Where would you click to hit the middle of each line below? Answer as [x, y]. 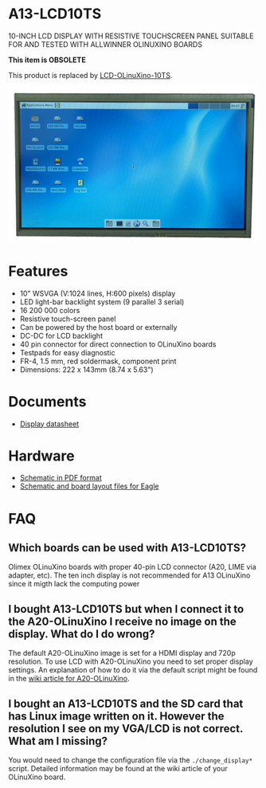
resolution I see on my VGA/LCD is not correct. [126, 729]
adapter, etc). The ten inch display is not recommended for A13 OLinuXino [129, 575]
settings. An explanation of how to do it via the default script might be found [133, 670]
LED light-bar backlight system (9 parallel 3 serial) [102, 302]
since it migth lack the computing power [74, 584]
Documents [47, 401]
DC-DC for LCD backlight [61, 335]
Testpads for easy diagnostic [67, 352]
